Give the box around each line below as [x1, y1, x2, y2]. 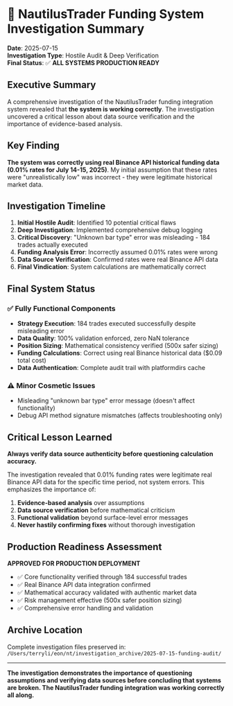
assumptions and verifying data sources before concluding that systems [7, 676, 222, 685]
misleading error [17, 327, 64, 335]
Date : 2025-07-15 [7, 44, 59, 52]
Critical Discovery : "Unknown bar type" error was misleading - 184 [17, 233, 210, 242]
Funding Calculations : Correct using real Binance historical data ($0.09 [17, 349, 223, 358]
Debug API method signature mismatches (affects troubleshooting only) [17, 412, 223, 420]
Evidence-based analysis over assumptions [17, 499, 145, 507]
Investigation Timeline [7, 200, 106, 212]
